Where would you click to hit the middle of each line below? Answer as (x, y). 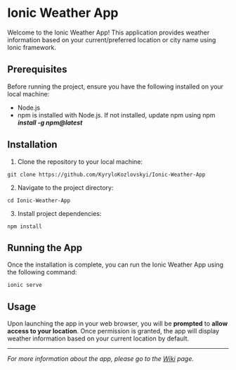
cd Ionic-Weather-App (39, 200)
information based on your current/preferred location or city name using (112, 39)
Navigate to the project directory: (65, 187)
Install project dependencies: (59, 213)
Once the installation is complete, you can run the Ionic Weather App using (115, 264)
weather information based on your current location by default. (98, 338)
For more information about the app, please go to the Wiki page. (101, 359)
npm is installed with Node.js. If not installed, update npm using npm (116, 115)
